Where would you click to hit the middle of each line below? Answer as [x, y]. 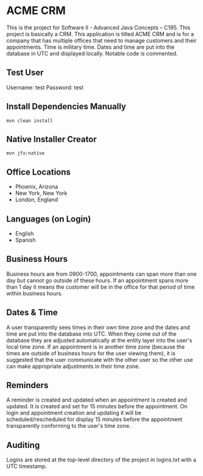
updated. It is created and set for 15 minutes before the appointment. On [97, 406]
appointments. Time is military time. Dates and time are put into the [91, 47]
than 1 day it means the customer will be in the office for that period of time [101, 287]
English [24, 233]
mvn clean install [30, 121]
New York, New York [41, 193]
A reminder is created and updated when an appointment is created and [97, 400]
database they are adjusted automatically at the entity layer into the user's [99, 340]
